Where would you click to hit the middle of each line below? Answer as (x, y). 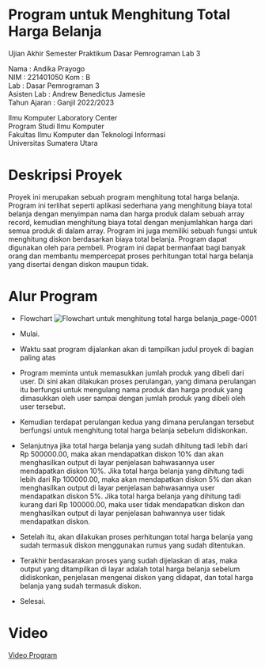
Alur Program (53, 297)
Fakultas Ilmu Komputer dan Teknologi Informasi (87, 134)
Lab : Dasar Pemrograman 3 (54, 86)
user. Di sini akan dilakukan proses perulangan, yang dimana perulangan (138, 381)
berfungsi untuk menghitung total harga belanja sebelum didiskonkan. (133, 430)
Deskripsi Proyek (65, 175)
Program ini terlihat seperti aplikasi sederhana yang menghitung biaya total (130, 205)
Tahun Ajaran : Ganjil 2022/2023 (61, 102)
